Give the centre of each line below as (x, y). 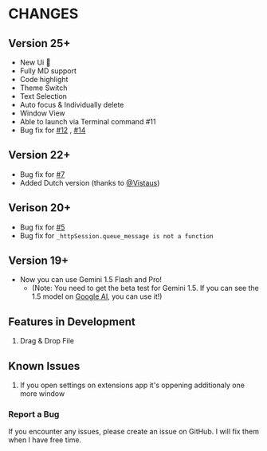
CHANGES (43, 14)
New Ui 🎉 (35, 62)
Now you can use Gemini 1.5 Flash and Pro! (90, 280)
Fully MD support (48, 71)
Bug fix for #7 (42, 174)
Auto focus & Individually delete (72, 105)
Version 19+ (39, 261)
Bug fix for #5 (42, 227)
